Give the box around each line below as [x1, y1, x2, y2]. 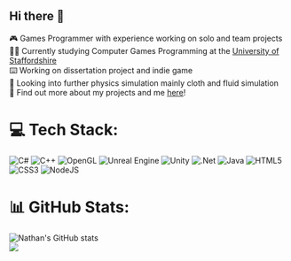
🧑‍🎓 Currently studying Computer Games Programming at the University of [9, 45, 279, 56]
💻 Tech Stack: [9, 120, 119, 140]
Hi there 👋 [9, 9, 65, 24]
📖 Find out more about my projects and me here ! [9, 87, 186, 97]
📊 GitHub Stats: [9, 196, 130, 217]
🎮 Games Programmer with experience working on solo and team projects [9, 33, 283, 43]
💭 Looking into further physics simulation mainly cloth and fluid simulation [9, 77, 279, 88]
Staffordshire [9, 55, 58, 65]
